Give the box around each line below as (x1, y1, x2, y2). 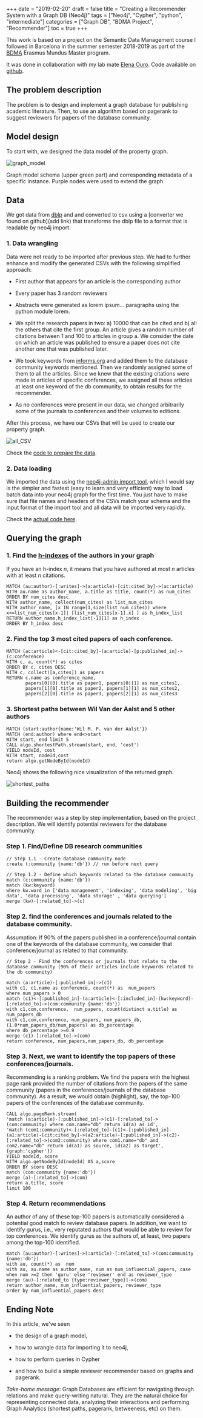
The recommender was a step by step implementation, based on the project (6, 814, 196, 822)
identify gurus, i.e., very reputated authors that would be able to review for (6, 1226, 192, 1234)
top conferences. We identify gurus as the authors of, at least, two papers (6, 1232, 191, 1240)
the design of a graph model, (15, 1332, 88, 1340)
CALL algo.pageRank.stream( (6, 1111, 78, 1117)
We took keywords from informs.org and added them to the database (15, 357, 188, 364)
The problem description (6, 85, 102, 95)
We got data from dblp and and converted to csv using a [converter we (6, 211, 184, 218)
